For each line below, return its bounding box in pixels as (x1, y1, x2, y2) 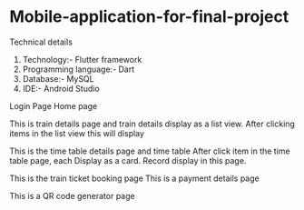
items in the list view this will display (9, 127, 145, 138)
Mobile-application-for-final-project (9, 6, 289, 27)
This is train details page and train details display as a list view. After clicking (9, 118, 295, 129)
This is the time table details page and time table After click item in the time (9, 145, 290, 156)
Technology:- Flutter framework (22, 54, 142, 65)
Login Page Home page (9, 100, 98, 111)
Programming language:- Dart (22, 64, 135, 75)
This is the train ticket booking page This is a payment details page (9, 173, 260, 184)
